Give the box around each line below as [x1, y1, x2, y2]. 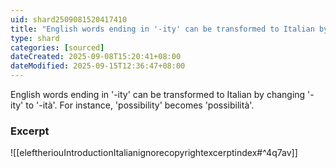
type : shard [10, 33, 60, 43]
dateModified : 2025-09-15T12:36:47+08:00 [10, 61, 186, 71]
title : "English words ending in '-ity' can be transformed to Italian [10, 24, 315, 34]
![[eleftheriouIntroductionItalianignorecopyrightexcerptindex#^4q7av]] [10, 147, 298, 159]
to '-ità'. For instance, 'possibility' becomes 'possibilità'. [25, 99, 255, 111]
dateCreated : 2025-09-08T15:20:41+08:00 [10, 52, 182, 62]
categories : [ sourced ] [10, 42, 105, 53]
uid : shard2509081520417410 [10, 14, 128, 25]
